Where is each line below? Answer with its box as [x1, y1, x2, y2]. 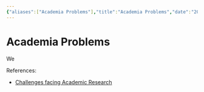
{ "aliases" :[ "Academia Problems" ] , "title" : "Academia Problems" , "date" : [6, 8, 191, 15]
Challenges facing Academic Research [15, 78, 112, 85]
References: [6, 67, 36, 74]
